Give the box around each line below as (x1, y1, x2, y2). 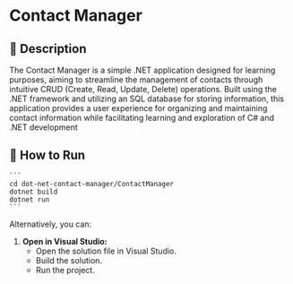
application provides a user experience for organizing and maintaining (9, 103, 268, 113)
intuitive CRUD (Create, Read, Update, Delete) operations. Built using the (9, 84, 278, 94)
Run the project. (35, 264, 96, 275)
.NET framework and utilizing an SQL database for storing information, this (9, 93, 285, 104)
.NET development (9, 122, 78, 133)
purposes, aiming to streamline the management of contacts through (9, 74, 263, 85)
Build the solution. (35, 254, 103, 265)
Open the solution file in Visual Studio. (35, 245, 177, 256)
